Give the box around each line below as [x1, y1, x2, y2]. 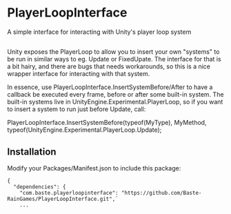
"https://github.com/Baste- [121, 190, 202, 197]
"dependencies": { [13, 184, 67, 191]
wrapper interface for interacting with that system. [7, 70, 150, 78]
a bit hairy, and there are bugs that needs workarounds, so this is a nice [7, 62, 211, 70]
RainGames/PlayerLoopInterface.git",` [7, 195, 119, 203]
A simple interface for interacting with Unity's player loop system [7, 28, 192, 36]
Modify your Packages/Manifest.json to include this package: [7, 164, 181, 173]
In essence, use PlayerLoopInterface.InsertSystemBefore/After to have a [7, 83, 213, 91]
